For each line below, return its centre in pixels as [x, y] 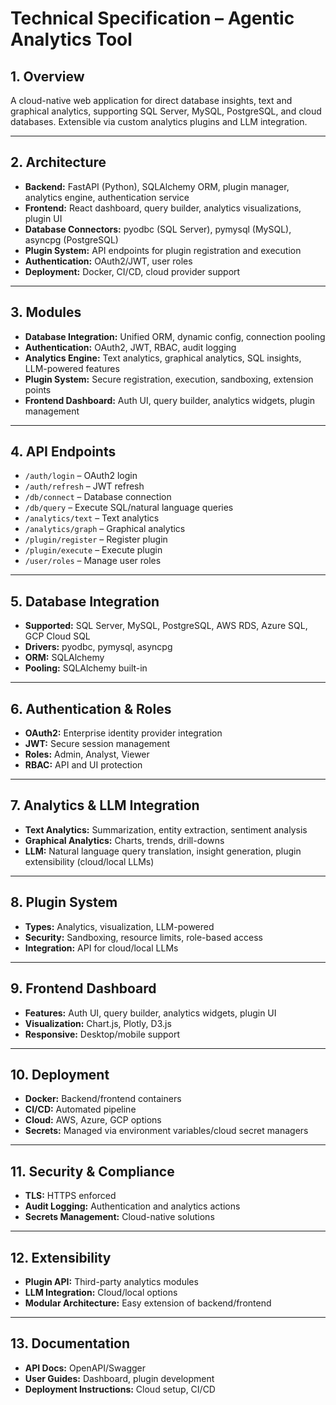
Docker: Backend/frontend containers [103, 1099]
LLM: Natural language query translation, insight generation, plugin [163, 851]
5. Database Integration [85, 601]
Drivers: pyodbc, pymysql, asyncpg [98, 647]
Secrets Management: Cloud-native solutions [119, 1217]
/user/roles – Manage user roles [93, 561]
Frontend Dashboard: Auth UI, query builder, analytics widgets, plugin [170, 400]
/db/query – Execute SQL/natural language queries [129, 508]
